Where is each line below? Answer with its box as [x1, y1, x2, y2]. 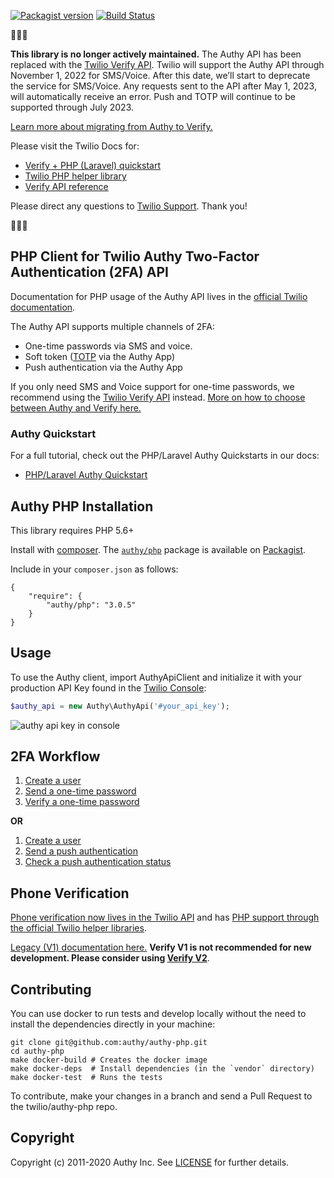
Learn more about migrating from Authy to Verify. [10, 121, 213, 132]
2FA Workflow [10, 748, 101, 765]
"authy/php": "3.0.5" [46, 600, 137, 610]
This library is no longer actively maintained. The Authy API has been [10, 48, 302, 60]
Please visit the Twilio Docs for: [10, 140, 140, 152]
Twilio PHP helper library [24, 170, 127, 182]
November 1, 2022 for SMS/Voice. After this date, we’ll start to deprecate [10, 70, 311, 81]
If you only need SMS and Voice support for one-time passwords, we [10, 380, 295, 392]
